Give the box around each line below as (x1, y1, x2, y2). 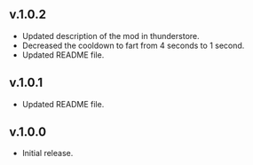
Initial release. (21, 148, 74, 159)
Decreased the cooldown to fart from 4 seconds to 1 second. (21, 40, 245, 51)
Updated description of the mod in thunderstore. (21, 30, 200, 41)
